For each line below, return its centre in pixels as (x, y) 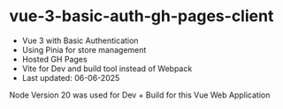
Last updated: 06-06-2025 (71, 77)
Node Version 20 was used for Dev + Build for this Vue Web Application (140, 95)
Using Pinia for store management (84, 49)
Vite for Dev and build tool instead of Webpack (107, 69)
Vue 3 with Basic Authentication (80, 40)
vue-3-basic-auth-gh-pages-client (141, 16)
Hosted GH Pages (54, 59)
